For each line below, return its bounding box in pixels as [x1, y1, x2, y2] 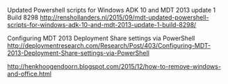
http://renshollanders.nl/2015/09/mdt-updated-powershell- [40, 13, 209, 22]
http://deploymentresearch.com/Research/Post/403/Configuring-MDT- [7, 42, 211, 49]
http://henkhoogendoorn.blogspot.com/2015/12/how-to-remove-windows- [7, 62, 221, 70]
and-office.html [7, 69, 52, 78]
